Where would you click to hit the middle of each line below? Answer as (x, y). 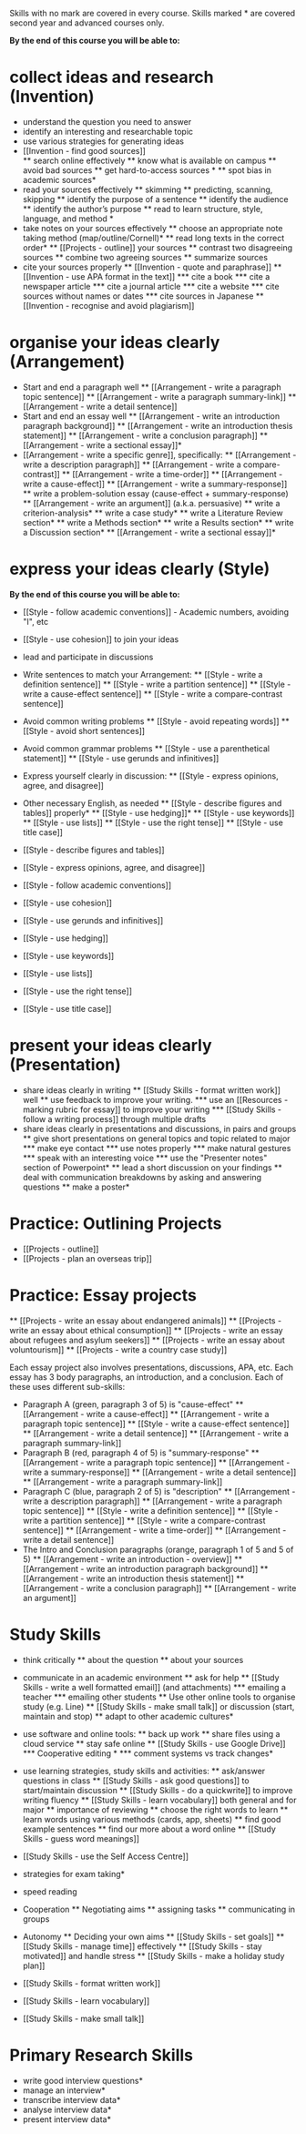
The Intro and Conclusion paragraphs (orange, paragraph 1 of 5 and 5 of (158, 1549)
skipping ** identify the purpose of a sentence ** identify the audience (155, 199)
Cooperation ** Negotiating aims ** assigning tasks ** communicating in (159, 1909)
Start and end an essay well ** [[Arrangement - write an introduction (151, 416)
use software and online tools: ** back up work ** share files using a (151, 1733)
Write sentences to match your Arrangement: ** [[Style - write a (143, 674)
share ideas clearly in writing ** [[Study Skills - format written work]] (151, 1090)
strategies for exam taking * (74, 1874)
